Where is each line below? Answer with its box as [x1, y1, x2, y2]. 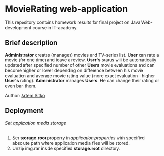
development [5, 24, 32, 30]
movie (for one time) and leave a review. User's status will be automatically [5, 57, 157, 63]
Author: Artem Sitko [5, 92, 45, 98]
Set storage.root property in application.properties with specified [12, 135, 145, 141]
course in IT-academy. [32, 24, 78, 30]
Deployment [5, 106, 44, 115]
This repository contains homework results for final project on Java [5, 19, 141, 25]
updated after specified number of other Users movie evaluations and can [5, 62, 155, 68]
